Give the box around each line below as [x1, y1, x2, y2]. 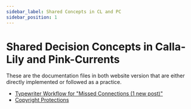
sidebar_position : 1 [6, 14, 58, 20]
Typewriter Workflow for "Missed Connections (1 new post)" [14, 90, 163, 97]
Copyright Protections [14, 96, 69, 104]
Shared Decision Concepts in [6, 40, 153, 54]
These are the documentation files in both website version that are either [6, 72, 185, 79]
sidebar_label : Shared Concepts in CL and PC [6, 8, 121, 15]
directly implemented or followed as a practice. [6, 79, 122, 86]
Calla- [155, 40, 186, 54]
